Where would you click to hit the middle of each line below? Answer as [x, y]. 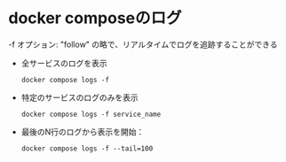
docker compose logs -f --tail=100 [87, 148]
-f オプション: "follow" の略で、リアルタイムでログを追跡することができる [143, 44]
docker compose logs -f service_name [91, 114]
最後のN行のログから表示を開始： [83, 131]
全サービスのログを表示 [64, 63]
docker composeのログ [95, 18]
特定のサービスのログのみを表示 [79, 97]
